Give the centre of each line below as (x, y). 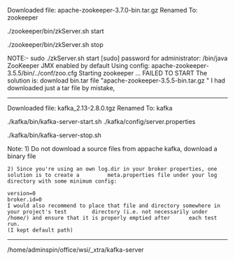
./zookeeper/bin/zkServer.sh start (56, 31)
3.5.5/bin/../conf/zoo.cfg (42, 73)
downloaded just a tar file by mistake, (61, 88)
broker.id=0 (24, 199)
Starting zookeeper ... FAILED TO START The (143, 73)
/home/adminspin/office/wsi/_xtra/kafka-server (76, 250)
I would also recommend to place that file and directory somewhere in (114, 206)
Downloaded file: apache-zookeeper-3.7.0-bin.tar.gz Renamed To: (102, 10)
